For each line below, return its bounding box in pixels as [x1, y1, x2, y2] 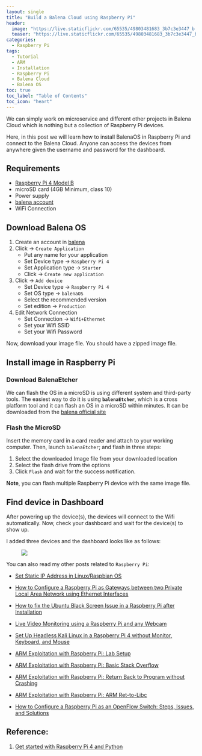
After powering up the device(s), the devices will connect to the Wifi [6, 513, 175, 520]
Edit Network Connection [14, 309, 78, 317]
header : [6, 20, 26, 26]
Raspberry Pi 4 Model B [14, 179, 74, 187]
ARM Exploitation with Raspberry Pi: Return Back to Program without [14, 673, 185, 681]
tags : [6, 48, 20, 54]
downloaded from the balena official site [6, 408, 106, 415]
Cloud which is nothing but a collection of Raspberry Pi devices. [6, 121, 165, 128]
